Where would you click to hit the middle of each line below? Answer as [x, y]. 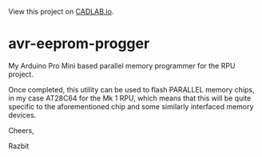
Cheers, [21, 130]
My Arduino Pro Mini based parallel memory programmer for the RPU [122, 65]
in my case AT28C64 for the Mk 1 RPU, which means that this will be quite [130, 98]
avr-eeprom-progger [79, 44]
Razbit [19, 146]
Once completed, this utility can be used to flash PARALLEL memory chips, [131, 89]
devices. [22, 115]
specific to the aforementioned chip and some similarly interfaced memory [131, 106]
